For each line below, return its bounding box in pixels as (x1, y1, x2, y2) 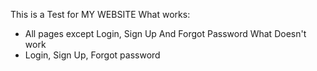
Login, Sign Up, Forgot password (24, 49, 161, 61)
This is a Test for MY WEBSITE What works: (10, 9, 191, 20)
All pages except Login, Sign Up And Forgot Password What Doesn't (24, 28, 307, 39)
